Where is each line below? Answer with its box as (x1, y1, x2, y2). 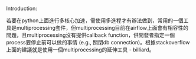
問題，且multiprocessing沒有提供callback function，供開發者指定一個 (6, 32, 175, 39)
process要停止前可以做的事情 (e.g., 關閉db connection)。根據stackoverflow (6, 39, 190, 46)
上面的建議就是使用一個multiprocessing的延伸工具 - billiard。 (6, 46, 155, 53)
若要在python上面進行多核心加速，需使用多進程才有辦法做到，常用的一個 (6, 17, 184, 24)
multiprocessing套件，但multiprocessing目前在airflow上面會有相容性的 (16, 25, 189, 31)
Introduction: (6, 5, 37, 12)
